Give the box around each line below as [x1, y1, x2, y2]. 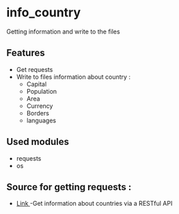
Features [6, 47, 45, 59]
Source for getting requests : [6, 181, 132, 193]
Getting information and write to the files [6, 27, 120, 36]
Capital [26, 80, 47, 88]
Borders [26, 109, 49, 117]
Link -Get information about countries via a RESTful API [16, 200, 173, 208]
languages [26, 116, 56, 124]
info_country [6, 5, 81, 21]
